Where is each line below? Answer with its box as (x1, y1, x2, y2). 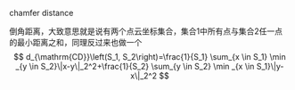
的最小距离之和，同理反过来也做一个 (9, 37, 143, 47)
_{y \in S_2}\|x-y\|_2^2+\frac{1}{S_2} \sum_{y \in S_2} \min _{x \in (15, 61, 255, 71)
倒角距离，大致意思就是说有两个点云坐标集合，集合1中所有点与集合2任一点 (9, 26, 283, 37)
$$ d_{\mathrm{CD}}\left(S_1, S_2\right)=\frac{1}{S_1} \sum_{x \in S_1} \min (12, 52, 287, 61)
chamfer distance (9, 8, 74, 18)
